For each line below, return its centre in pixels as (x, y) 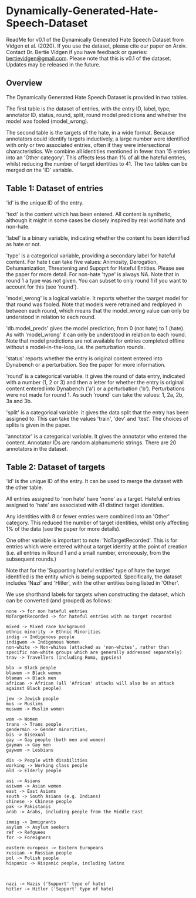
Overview (24, 83)
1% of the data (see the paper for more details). (63, 529)
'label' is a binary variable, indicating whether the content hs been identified (98, 238)
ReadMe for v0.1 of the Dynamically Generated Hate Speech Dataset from (95, 39)
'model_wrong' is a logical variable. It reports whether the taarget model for (97, 298)
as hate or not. (23, 244)
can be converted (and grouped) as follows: (59, 601)
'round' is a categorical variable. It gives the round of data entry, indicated (96, 376)
